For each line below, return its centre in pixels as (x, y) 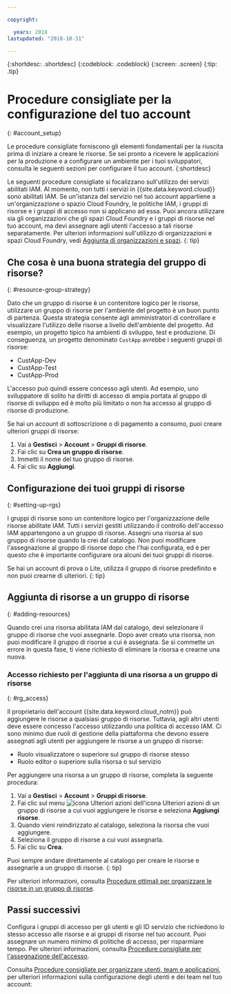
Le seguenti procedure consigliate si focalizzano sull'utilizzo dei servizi (108, 182)
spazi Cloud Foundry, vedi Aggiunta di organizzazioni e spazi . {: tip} (103, 241)
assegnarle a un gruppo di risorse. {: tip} (64, 868)
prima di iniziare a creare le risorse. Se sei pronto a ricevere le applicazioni (113, 154)
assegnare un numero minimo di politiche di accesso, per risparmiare (106, 941)
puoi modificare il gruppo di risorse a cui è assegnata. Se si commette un (111, 642)
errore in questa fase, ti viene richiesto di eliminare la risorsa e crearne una (114, 649)
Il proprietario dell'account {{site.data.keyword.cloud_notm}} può (100, 712)
